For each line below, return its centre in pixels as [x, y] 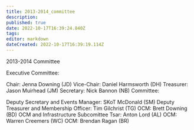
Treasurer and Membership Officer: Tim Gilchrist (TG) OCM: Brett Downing [97, 108]
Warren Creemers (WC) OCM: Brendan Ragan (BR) [68, 121]
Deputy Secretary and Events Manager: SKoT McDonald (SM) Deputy [91, 102]
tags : [13, 34]
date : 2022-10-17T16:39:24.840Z [46, 28]
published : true [26, 22]
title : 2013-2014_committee [41, 12]
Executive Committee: [33, 73]
